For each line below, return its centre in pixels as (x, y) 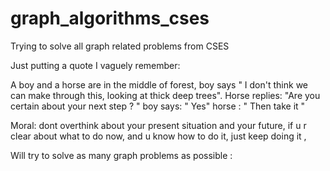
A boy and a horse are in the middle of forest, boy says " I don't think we (159, 84)
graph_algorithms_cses (110, 18)
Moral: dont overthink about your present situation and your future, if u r (158, 125)
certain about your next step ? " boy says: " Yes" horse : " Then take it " (158, 106)
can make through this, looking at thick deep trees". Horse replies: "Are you (165, 95)
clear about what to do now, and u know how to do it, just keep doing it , (158, 136)
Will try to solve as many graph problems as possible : (121, 155)
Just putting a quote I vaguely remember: (95, 65)
